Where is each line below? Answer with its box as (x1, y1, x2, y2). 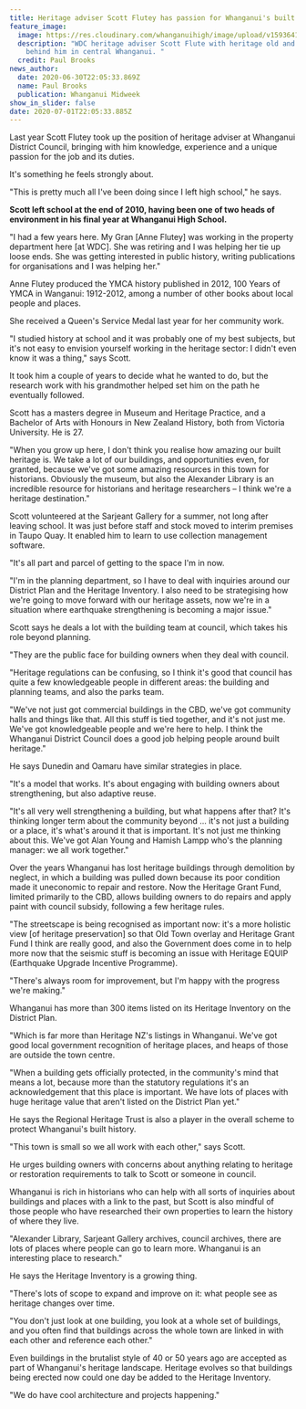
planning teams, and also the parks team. (9, 687, 165, 698)
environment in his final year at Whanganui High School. (9, 214, 228, 225)
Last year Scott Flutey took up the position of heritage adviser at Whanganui (9, 131, 296, 142)
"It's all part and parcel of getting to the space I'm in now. (9, 558, 225, 569)
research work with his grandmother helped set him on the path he (9, 380, 260, 391)
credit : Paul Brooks (17, 56, 96, 65)
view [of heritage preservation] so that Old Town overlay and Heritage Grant (9, 929, 295, 940)
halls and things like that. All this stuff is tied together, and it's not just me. (9, 714, 286, 725)
